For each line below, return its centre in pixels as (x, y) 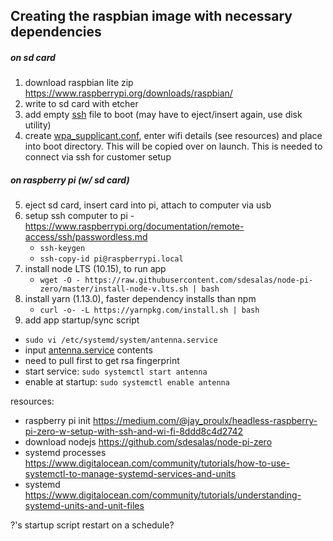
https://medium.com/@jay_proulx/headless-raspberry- (205, 421)
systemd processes (65, 453)
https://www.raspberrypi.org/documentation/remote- (134, 226)
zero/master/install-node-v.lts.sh (113, 289)
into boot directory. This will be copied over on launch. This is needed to (173, 146)
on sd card (33, 57)
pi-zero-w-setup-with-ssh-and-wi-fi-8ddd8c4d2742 (134, 431)
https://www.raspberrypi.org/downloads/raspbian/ (128, 93)
